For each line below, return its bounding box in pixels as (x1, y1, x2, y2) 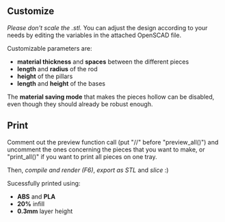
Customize (7, 5, 55, 17)
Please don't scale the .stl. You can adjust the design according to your (7, 23, 208, 32)
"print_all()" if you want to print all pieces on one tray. (7, 152, 157, 160)
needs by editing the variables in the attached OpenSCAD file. (7, 31, 182, 39)
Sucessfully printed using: (7, 179, 81, 187)
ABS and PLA (16, 192, 56, 201)
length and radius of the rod (16, 64, 98, 73)
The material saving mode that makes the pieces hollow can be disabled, (7, 92, 215, 101)
